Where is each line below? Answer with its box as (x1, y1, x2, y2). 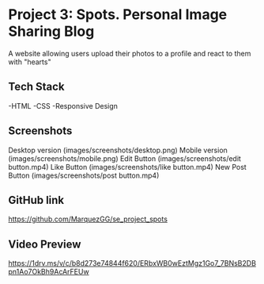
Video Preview (8, 237, 81, 251)
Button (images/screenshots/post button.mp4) (8, 171, 160, 180)
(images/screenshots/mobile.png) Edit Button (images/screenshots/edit (8, 153, 241, 163)
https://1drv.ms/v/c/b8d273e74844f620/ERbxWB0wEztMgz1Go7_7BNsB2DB (8, 259, 257, 268)
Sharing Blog (8, 22, 95, 40)
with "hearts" (8, 57, 51, 67)
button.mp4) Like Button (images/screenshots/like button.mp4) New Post (8, 162, 247, 171)
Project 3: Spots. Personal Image (8, 6, 228, 24)
